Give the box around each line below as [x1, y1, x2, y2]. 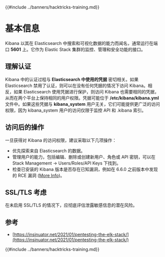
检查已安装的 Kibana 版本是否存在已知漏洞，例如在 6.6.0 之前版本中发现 [12, 166, 158, 172]
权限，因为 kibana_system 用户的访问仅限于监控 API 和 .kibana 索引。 [5, 107, 146, 113]
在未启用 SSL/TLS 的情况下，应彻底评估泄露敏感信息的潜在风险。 [5, 202, 137, 208]
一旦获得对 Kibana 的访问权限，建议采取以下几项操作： [5, 137, 117, 143]
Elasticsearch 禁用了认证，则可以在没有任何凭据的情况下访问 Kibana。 [5, 83, 148, 88]
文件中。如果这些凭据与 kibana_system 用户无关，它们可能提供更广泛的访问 [5, 101, 160, 107]
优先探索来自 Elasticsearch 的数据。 [12, 148, 85, 154]
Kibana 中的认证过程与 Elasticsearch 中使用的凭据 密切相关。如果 [5, 76, 139, 82]
